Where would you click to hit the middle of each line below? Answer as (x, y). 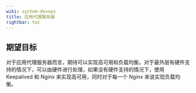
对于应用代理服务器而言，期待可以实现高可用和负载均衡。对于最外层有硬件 (95, 62)
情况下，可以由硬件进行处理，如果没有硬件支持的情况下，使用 (90, 70)
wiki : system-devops (31, 11)
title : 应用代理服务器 (31, 17)
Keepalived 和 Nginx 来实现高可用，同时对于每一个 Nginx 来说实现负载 (91, 77)
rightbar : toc (23, 22)
